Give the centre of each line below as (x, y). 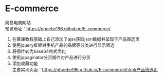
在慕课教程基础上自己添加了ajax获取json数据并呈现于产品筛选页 (76, 39)
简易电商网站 (18, 22)
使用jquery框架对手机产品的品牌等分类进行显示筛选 (63, 45)
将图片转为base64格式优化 (39, 51)
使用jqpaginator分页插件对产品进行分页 (51, 57)
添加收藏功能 (25, 63)
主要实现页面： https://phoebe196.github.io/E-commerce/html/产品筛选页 (85, 69)
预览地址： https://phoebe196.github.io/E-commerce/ (58, 29)
